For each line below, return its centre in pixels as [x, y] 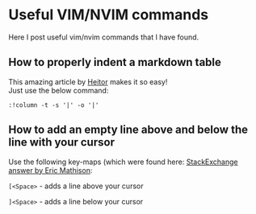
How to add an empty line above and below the [128, 130]
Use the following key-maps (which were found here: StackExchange [123, 162]
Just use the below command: [59, 90]
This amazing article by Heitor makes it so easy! [88, 81]
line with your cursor [62, 142]
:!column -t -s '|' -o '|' [54, 105]
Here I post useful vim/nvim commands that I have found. [104, 37]
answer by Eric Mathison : [50, 170]
